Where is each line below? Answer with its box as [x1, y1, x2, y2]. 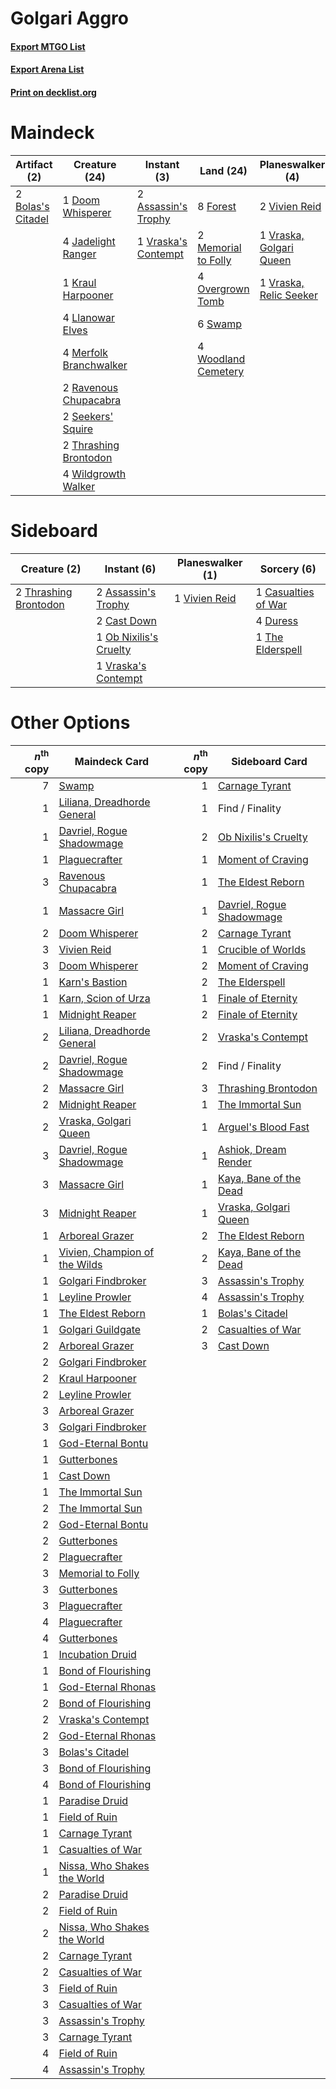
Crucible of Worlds [217, 943, 307, 957]
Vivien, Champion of [58, 1245, 155, 1259]
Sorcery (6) [259, 562, 317, 576]
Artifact [15, 157, 53, 171]
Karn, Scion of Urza [58, 992, 151, 1006]
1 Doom [62, 193, 101, 207]
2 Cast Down [96, 613, 157, 627]
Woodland [197, 352, 246, 366]
